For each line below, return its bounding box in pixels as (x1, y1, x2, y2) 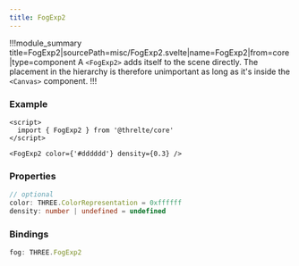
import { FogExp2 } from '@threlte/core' (17, 126, 175, 135)
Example (9, 97, 48, 110)
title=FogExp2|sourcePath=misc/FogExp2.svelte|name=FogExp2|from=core (9, 46, 290, 58)
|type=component (9, 56, 76, 67)
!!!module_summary (9, 37, 82, 48)
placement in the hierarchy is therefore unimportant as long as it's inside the (9, 66, 291, 77)
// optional (9, 190, 54, 199)
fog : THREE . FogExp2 (9, 248, 82, 257)
